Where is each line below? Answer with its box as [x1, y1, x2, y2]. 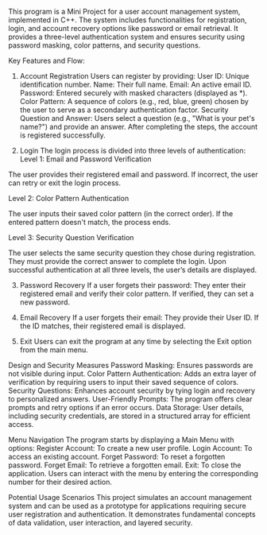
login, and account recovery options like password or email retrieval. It [8, 24, 238, 33]
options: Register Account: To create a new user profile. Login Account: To [8, 444, 253, 452]
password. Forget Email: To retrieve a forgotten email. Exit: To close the [8, 460, 242, 470]
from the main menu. [19, 345, 89, 355]
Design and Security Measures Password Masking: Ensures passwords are [8, 361, 253, 370]
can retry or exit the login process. [8, 178, 122, 188]
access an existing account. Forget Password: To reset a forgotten [8, 452, 226, 461]
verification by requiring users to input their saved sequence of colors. [8, 378, 239, 386]
